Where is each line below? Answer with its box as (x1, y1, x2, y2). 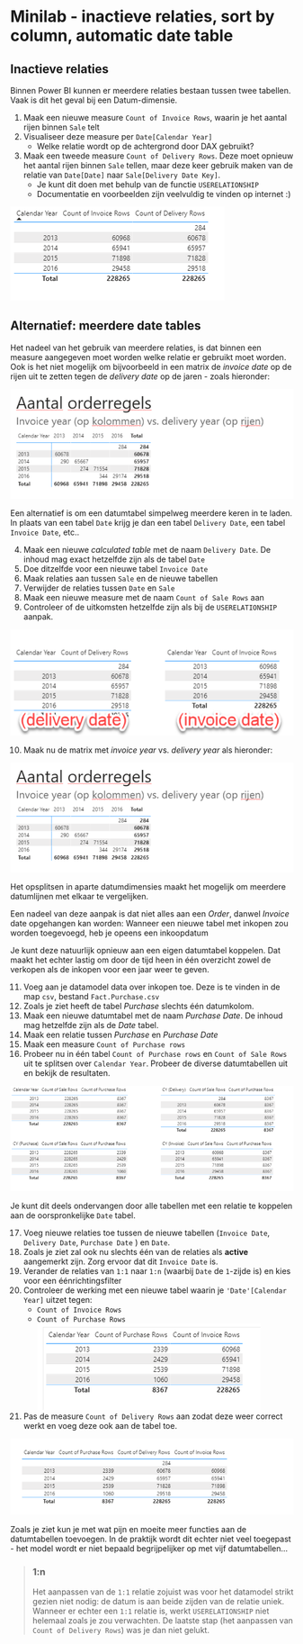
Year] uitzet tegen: (22, 1295, 93, 1305)
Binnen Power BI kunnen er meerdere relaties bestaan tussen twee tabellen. (10, 86, 291, 95)
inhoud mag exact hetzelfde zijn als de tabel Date (22, 554, 206, 565)
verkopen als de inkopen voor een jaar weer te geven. (10, 964, 209, 975)
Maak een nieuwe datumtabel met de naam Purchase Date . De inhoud (22, 1010, 283, 1021)
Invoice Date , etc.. (10, 527, 80, 537)
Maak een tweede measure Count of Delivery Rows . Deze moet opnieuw (22, 150, 294, 161)
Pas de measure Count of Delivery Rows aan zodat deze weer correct (22, 1411, 283, 1422)
